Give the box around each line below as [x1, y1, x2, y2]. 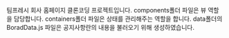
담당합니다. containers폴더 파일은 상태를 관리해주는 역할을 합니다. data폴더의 [13, 15, 223, 23]
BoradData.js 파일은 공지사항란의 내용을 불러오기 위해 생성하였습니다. [6, 23, 195, 31]
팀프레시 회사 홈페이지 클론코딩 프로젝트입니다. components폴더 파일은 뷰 [6, 6, 207, 14]
